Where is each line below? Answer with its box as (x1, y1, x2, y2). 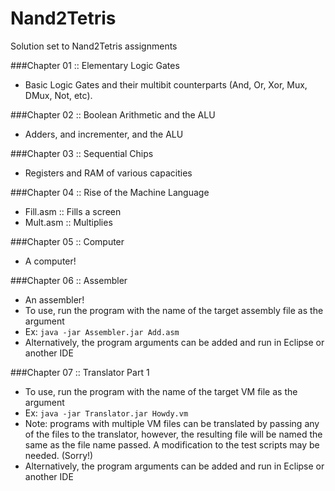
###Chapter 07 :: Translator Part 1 (10, 366, 150, 378)
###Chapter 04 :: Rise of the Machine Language (10, 186, 210, 198)
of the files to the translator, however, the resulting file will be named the (24, 428, 323, 440)
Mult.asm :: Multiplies (24, 216, 113, 228)
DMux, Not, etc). (24, 89, 93, 101)
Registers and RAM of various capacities (24, 167, 193, 179)
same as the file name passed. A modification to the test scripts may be (24, 438, 320, 451)
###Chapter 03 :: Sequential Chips (10, 147, 154, 159)
